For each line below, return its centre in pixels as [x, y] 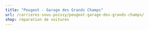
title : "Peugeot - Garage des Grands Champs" [54, 10]
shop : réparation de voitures [37, 19]
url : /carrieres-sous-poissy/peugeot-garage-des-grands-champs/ [75, 15]
